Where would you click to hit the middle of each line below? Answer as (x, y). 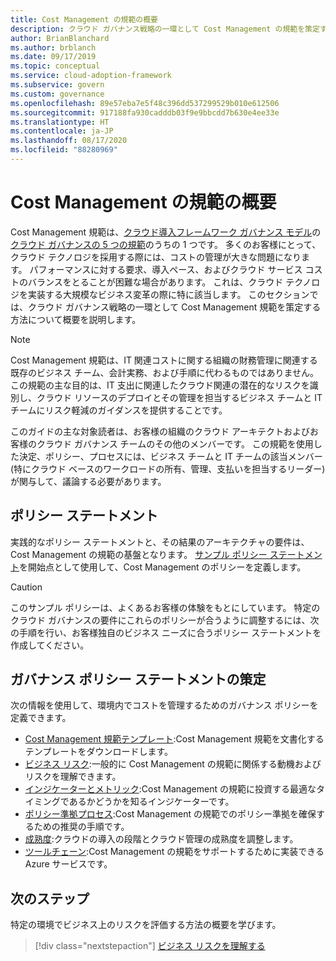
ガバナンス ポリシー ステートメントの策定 (138, 679)
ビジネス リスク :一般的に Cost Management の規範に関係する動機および (173, 764)
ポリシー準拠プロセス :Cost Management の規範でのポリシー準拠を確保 (170, 814)
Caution (26, 587)
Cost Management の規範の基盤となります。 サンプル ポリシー (139, 554)
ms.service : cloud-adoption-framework (91, 76)
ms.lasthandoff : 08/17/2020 (69, 141)
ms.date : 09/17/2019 (53, 57)
